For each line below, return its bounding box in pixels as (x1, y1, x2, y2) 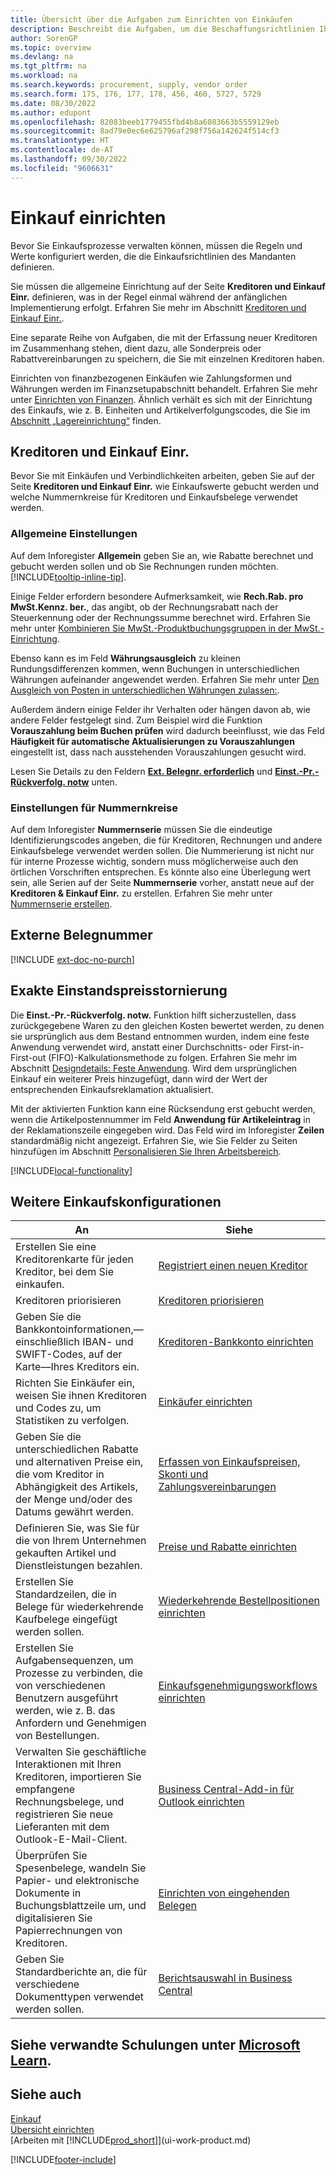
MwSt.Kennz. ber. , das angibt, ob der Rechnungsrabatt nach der (10, 601, 279, 613)
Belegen (158, 1899, 198, 1913)
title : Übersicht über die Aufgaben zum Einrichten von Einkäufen (10, 14, 293, 25)
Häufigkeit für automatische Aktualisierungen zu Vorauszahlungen (10, 735, 295, 747)
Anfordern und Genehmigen (15, 1716, 147, 1730)
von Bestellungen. (15, 1729, 100, 1743)
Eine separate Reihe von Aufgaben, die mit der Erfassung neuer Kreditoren (10, 331, 318, 343)
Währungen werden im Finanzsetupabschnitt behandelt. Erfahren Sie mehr (10, 382, 318, 395)
